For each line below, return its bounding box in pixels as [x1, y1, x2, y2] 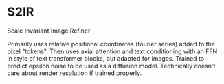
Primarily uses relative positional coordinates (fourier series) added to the [7, 40, 215, 48]
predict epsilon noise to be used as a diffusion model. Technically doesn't [7, 61, 216, 70]
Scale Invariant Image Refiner [7, 27, 91, 35]
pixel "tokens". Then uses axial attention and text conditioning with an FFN [7, 47, 218, 55]
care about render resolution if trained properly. [7, 69, 142, 77]
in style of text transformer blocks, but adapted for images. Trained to [7, 54, 205, 62]
